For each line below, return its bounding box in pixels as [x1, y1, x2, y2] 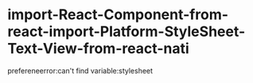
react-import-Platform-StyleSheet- [7, 22, 246, 41]
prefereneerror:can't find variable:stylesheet [7, 65, 153, 75]
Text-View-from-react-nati [7, 40, 190, 57]
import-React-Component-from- [7, 6, 228, 24]
